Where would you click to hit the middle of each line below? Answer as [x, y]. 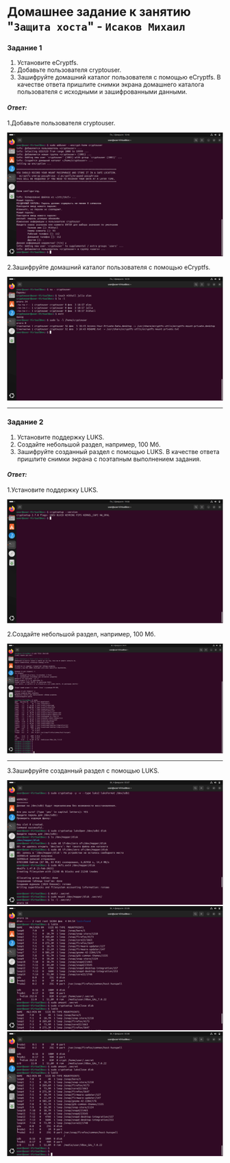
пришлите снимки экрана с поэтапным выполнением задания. [109, 459]
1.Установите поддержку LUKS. [53, 490]
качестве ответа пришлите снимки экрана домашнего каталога [111, 85]
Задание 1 [25, 48]
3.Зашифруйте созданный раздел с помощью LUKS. [83, 771]
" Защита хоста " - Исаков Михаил [96, 26]
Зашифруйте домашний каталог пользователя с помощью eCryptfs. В [119, 77]
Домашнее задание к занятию [99, 12]
